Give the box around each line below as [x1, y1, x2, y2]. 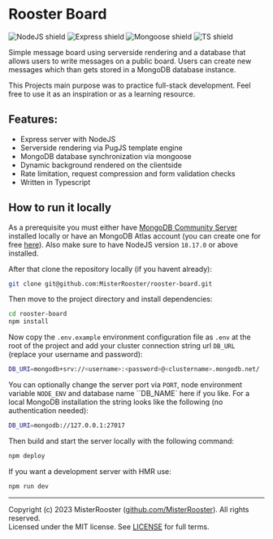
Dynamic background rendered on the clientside [19, 160, 183, 170]
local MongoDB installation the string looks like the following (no [8, 397, 223, 407]
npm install [8, 317, 49, 326]
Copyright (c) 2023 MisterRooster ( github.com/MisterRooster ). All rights [8, 504, 249, 514]
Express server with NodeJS [19, 134, 116, 144]
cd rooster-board [8, 310, 67, 318]
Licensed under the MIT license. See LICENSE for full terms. [8, 521, 210, 532]
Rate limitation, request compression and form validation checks [19, 168, 236, 179]
